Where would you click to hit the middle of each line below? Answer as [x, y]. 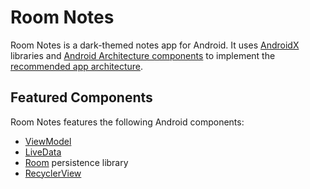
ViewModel [48, 141]
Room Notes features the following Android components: [127, 122]
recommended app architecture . [77, 66]
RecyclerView [53, 173]
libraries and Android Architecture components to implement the [143, 55]
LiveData [43, 152]
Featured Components [81, 97]
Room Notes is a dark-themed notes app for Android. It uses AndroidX [155, 45]
